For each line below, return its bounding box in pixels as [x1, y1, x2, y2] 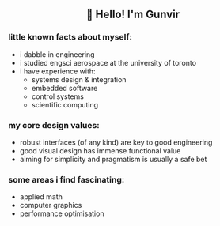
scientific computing [31, 100, 99, 109]
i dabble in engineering [19, 49, 95, 59]
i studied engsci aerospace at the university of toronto [19, 58, 196, 67]
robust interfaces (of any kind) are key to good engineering [19, 137, 213, 147]
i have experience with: [19, 66, 97, 76]
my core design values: [8, 119, 101, 130]
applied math [19, 192, 63, 202]
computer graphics [19, 201, 82, 210]
